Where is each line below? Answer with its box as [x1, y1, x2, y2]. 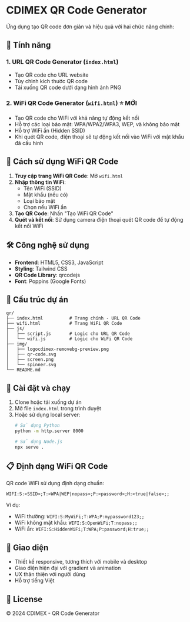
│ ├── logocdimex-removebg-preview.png [6, 346, 109, 353]
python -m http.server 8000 [14, 428, 84, 434]
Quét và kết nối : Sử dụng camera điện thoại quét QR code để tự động [14, 216, 184, 223]
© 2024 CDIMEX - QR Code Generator [6, 610, 100, 617]
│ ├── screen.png [6, 357, 54, 363]
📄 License [6, 594, 43, 604]
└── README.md [6, 367, 41, 373]
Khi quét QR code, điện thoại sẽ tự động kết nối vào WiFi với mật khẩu [14, 133, 184, 140]
